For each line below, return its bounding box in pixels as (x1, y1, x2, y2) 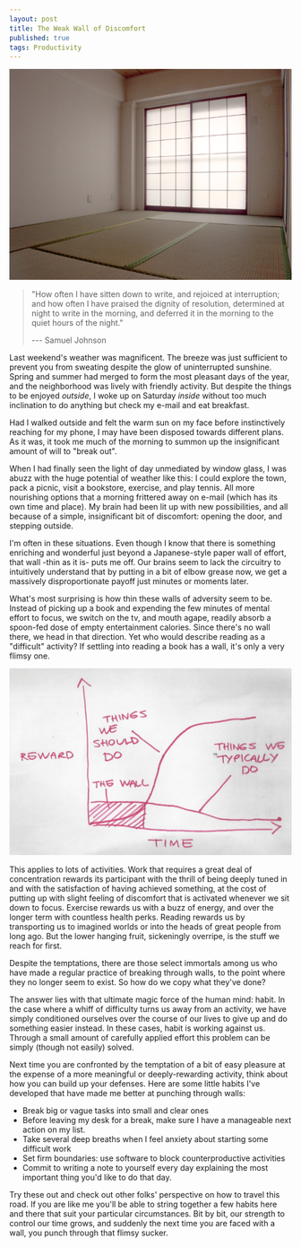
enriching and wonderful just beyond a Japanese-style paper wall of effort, (9, 547, 287, 558)
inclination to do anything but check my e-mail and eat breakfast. (9, 399, 250, 410)
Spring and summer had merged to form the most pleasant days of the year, (9, 371, 290, 381)
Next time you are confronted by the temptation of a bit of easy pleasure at (9, 1059, 286, 1069)
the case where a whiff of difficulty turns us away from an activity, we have (9, 1003, 287, 1014)
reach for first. (9, 940, 63, 951)
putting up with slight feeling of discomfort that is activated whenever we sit (9, 893, 289, 903)
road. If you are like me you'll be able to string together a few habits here (9, 1199, 278, 1209)
